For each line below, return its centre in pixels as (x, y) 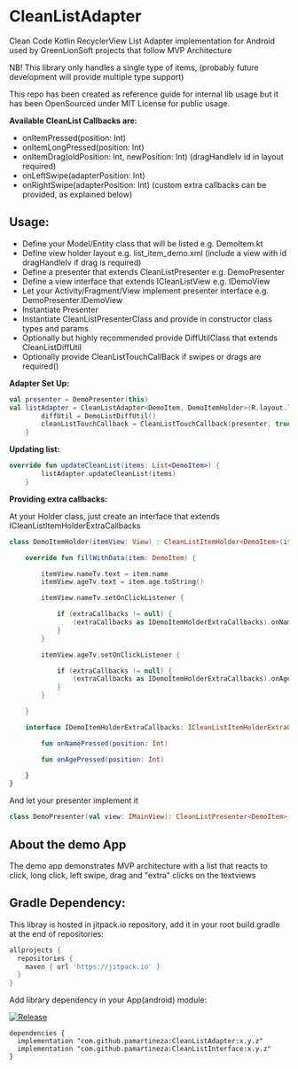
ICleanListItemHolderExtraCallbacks (75, 526)
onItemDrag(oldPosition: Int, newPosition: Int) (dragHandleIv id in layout (153, 156)
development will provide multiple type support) (97, 76)
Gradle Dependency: (67, 903)
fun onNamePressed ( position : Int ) (105, 743)
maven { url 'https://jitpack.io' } (93, 967)
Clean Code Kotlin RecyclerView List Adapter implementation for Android (142, 41)
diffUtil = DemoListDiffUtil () (99, 416)
